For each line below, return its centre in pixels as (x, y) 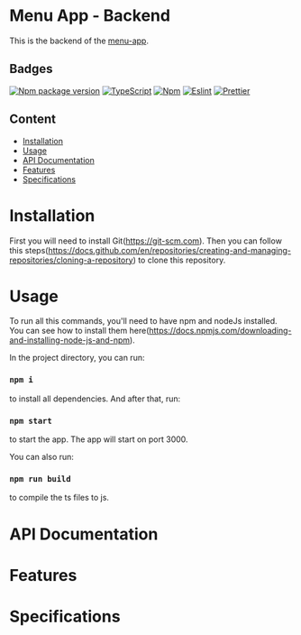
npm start (31, 421)
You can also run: (42, 457)
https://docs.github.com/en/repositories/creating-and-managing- (169, 250)
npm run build (40, 479)
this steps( (29, 250)
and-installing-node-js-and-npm (70, 340)
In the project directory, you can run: (77, 358)
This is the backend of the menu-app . (79, 41)
